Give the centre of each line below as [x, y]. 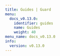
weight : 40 [25, 32]
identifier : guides [34, 23]
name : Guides [27, 28]
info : [10, 41]
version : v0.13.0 [27, 46]
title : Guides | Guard [28, 9]
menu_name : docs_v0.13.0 [30, 37]
